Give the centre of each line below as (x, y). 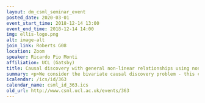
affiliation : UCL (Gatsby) (41, 62)
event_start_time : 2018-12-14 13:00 (53, 23)
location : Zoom (26, 51)
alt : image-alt (26, 40)
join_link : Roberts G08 (37, 46)
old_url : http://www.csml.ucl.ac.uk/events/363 (68, 91)
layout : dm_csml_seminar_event (46, 12)
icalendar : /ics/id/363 (37, 79)
